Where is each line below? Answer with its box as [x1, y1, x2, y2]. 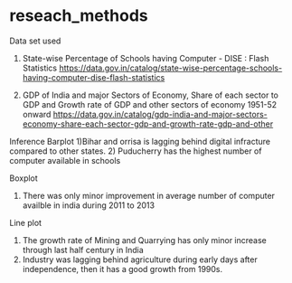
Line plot [9, 217, 42, 228]
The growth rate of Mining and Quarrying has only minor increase [22, 234, 267, 245]
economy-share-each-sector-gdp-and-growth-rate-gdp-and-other [22, 118, 274, 129]
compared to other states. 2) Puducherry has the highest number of [9, 146, 262, 156]
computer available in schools [9, 155, 121, 165]
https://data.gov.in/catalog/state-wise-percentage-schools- [58, 62, 283, 73]
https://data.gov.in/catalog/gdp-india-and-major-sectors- [52, 108, 268, 119]
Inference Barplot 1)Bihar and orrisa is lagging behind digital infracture [9, 136, 271, 146]
